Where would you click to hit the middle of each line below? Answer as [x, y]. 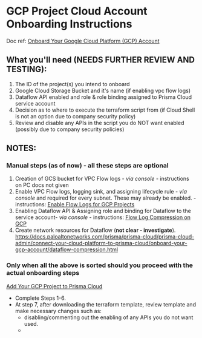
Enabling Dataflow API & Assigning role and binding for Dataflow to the [103, 211]
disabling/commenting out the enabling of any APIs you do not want [109, 317]
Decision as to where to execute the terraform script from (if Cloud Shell [105, 110]
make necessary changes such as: [58, 311]
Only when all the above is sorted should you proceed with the [100, 265]
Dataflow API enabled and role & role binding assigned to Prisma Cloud [103, 97]
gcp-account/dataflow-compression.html [67, 249]
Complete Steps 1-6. [41, 298]
